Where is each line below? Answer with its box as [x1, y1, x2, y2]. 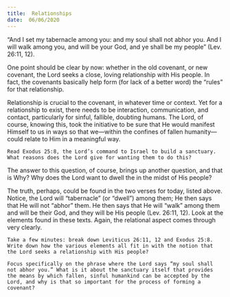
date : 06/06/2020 [7, 16, 60, 23]
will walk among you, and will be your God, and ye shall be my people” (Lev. [7, 43, 222, 51]
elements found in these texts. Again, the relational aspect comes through [7, 215, 216, 224]
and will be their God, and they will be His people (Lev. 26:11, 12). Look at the [7, 209, 224, 217]
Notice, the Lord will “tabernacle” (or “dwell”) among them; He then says [7, 193, 212, 202]
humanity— [184, 128, 218, 136]
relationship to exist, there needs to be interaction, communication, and [7, 106, 209, 114]
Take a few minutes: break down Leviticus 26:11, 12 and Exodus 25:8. [7, 236, 214, 243]
